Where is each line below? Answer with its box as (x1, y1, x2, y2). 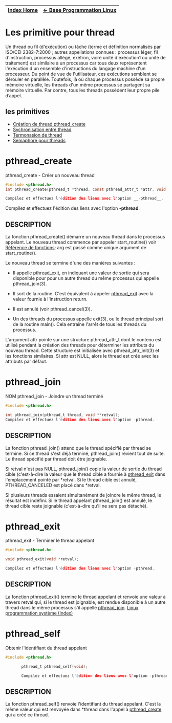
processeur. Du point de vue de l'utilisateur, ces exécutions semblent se (5, 71, 157, 77)
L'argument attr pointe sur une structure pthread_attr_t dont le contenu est (5, 337, 162, 343)
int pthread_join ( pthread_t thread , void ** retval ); (5, 412, 120, 418)
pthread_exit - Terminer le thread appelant (5, 537, 95, 544)
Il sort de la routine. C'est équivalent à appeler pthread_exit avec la (12, 291, 154, 297)
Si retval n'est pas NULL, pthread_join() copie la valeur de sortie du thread (5, 466, 162, 472)
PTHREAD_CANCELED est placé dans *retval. (5, 482, 101, 488)
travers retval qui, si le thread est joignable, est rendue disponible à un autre (5, 599, 166, 605)
